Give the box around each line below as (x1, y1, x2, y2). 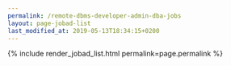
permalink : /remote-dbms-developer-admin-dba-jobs (7, 11, 182, 20)
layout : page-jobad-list (7, 19, 91, 27)
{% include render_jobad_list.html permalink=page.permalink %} (7, 49, 224, 59)
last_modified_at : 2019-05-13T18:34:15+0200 (7, 27, 160, 35)
